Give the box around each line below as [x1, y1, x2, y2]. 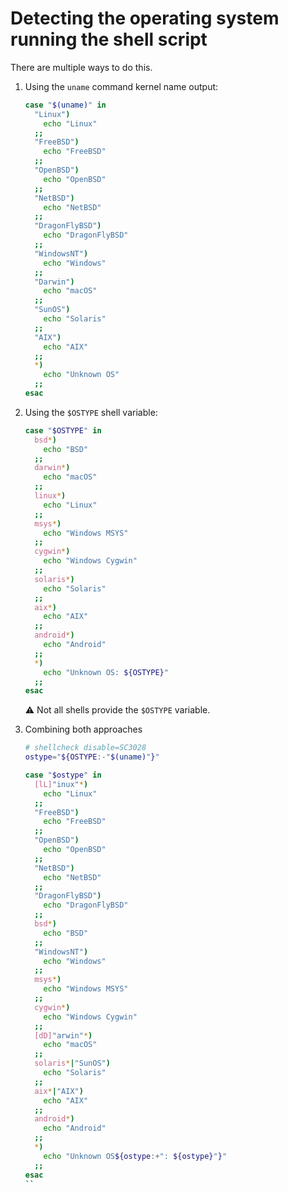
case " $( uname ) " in [24, 100, 107, 110]
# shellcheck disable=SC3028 [24, 743, 147, 753]
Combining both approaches [24, 723, 143, 736]
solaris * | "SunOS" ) [34, 1058, 111, 1069]
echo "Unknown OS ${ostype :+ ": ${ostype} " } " [43, 1151, 228, 1161]
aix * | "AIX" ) [34, 1086, 84, 1096]
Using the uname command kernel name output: [24, 80, 219, 92]
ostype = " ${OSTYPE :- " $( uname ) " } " [24, 752, 160, 762]
